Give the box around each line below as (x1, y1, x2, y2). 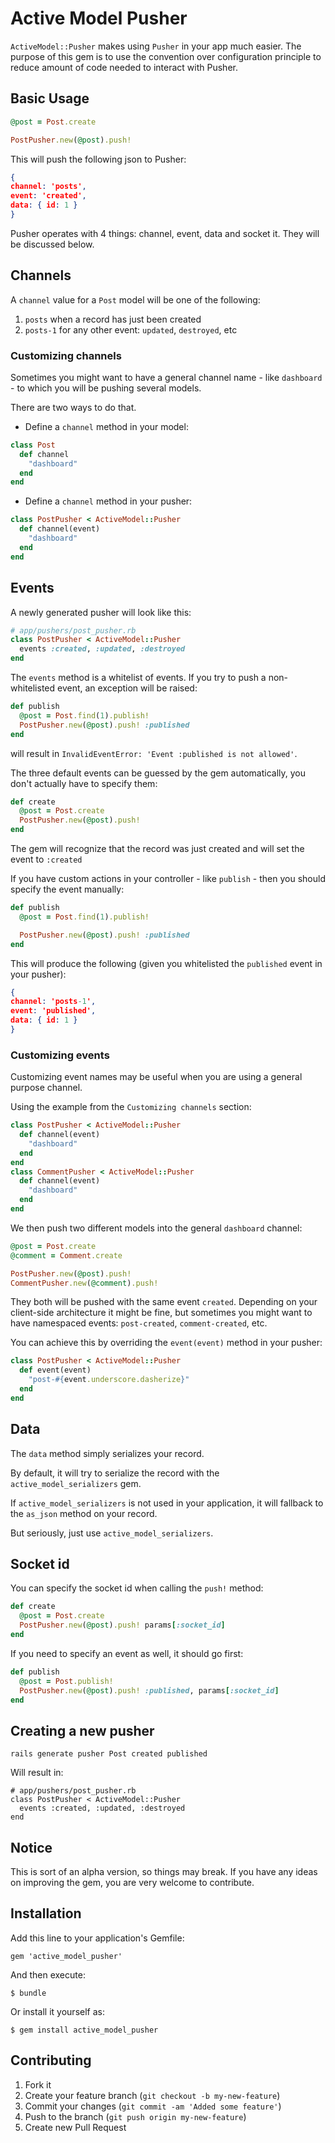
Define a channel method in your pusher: (24, 495, 193, 507)
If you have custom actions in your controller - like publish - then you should (10, 873, 326, 885)
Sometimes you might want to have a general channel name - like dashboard (10, 371, 323, 383)
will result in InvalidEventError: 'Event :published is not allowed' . (10, 747, 298, 759)
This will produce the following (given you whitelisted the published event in (10, 957, 323, 969)
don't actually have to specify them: (10, 777, 158, 789)
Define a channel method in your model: (24, 420, 189, 432)
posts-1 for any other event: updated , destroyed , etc (24, 323, 238, 336)
